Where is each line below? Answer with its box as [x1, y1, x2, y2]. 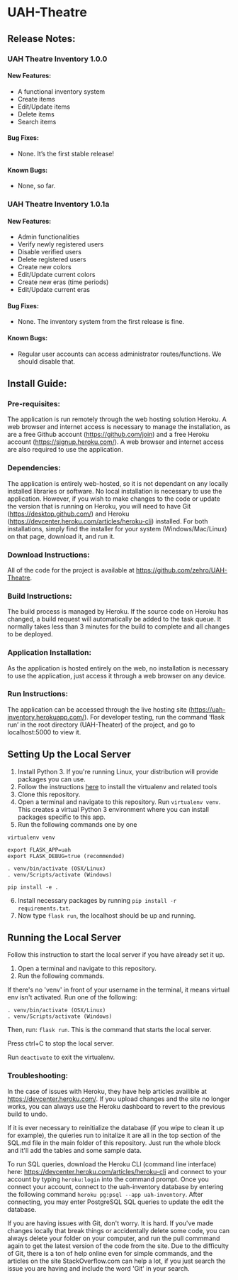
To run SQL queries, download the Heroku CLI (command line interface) [7, 1159, 217, 1168]
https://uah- [191, 705, 226, 714]
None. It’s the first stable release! [17, 149, 115, 158]
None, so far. [17, 182, 56, 190]
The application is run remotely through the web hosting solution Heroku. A [7, 415, 227, 423]
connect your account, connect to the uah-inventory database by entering [7, 1182, 225, 1190]
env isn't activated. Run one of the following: [7, 993, 138, 1002]
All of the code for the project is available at [7, 565, 135, 574]
